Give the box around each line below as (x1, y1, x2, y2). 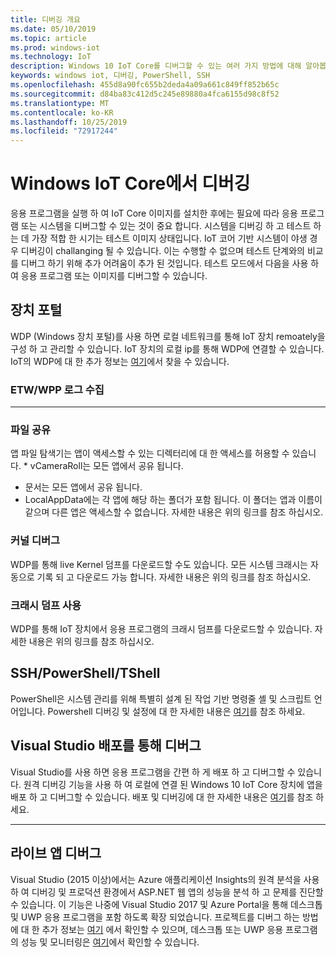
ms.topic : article (10, 33, 87, 43)
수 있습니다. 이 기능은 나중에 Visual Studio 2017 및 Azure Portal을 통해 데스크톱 (10, 898, 323, 910)
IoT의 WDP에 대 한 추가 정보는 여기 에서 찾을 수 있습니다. (10, 355, 230, 367)
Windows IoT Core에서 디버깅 (10, 172, 251, 195)
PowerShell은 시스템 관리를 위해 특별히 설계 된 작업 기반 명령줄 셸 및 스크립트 (10, 692, 312, 705)
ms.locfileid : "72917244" (10, 126, 118, 136)
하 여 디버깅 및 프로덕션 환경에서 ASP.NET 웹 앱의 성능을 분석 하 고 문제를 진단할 (10, 886, 324, 898)
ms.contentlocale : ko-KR (10, 107, 114, 118)
